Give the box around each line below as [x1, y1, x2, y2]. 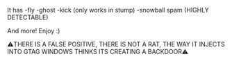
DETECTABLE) [7, 13, 49, 21]
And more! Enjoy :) [7, 27, 60, 35]
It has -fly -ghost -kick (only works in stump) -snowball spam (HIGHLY [7, 6, 210, 14]
